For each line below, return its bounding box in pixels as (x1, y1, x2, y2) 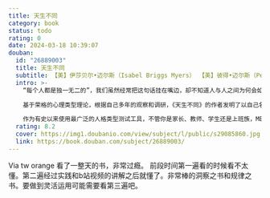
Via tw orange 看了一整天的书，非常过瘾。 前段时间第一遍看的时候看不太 (8, 160, 249, 170)
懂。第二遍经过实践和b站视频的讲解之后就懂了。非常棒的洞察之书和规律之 (8, 170, 252, 180)
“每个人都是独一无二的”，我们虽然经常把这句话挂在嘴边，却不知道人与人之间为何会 (22, 86, 257, 95)
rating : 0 (8, 34, 42, 42)
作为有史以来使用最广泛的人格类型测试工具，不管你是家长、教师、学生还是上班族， (22, 115, 256, 123)
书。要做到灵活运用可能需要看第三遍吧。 (8, 180, 142, 190)
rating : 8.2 (15, 123, 56, 131)
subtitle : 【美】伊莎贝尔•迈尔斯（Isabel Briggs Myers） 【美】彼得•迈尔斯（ (15, 71, 257, 79)
